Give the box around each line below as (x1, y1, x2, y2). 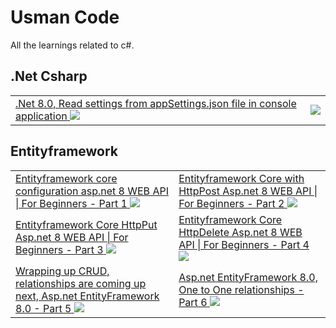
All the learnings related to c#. (10, 39, 135, 51)
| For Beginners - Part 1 (15, 196, 128, 210)
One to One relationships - (178, 282, 305, 296)
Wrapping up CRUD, (15, 264, 110, 278)
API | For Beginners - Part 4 (178, 237, 310, 251)
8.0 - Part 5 (15, 301, 72, 315)
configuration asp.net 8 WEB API (15, 184, 169, 198)
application (15, 109, 68, 123)
